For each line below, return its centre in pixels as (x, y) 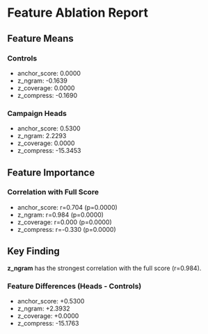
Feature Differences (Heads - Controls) (74, 286)
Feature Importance (51, 173)
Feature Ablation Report (78, 13)
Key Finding (34, 251)
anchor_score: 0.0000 (49, 73)
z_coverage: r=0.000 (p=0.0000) (65, 222)
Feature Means (41, 39)
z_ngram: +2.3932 (44, 308)
